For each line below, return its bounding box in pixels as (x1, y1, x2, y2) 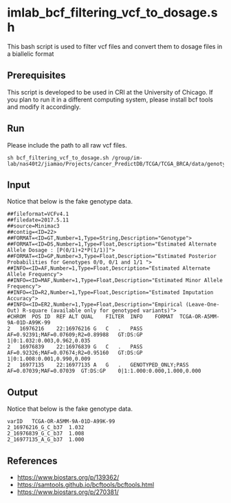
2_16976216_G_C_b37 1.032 (7, 424, 85, 431)
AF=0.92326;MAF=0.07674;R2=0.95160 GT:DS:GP (7, 350, 143, 357)
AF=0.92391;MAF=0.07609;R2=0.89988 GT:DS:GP (7, 331, 143, 339)
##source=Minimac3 (7, 223, 60, 230)
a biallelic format (7, 50, 54, 58)
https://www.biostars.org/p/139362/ (16, 473, 120, 481)
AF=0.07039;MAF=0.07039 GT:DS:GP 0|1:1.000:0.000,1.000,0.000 (7, 368, 201, 375)
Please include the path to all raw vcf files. (7, 141, 127, 149)
